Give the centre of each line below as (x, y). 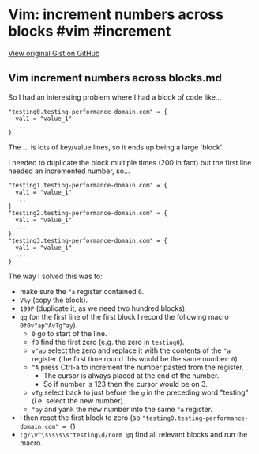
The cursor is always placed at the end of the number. (131, 375)
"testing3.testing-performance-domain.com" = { (88, 240)
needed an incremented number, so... (69, 171)
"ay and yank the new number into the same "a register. (122, 409)
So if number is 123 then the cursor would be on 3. (125, 384)
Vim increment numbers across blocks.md (115, 78)
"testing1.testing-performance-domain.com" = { (88, 185)
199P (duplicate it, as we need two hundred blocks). (103, 308)
